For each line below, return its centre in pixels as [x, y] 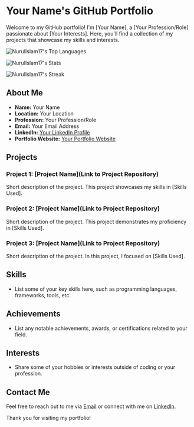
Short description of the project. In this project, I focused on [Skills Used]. [96, 256]
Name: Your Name [37, 107]
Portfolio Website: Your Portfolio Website [65, 139]
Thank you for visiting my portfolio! [49, 418]
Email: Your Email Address [47, 126]
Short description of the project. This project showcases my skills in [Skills [96, 187]
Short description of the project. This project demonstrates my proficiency [96, 221]
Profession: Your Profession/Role [55, 120]
